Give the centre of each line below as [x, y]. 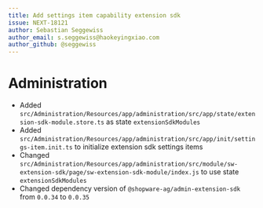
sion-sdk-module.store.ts [62, 122]
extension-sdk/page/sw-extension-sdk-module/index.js [109, 173]
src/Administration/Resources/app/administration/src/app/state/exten [137, 115]
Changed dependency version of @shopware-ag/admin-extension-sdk [130, 188]
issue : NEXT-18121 [38, 23]
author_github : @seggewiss [52, 45]
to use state [220, 172]
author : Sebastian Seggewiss [56, 30]
